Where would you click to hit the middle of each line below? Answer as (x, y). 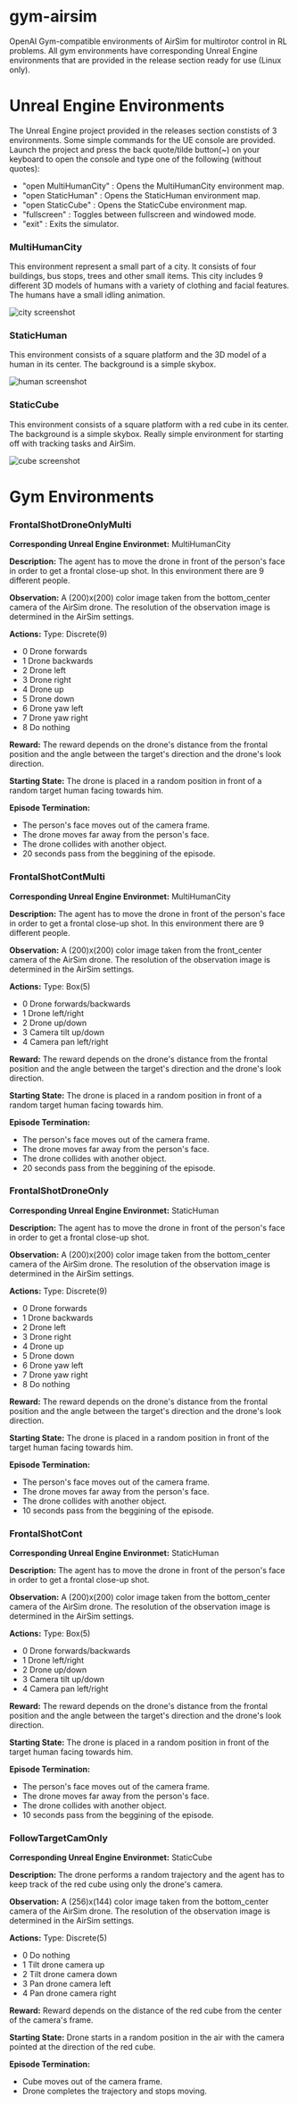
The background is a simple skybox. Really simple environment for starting (146, 434)
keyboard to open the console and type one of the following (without (135, 159)
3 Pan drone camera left (66, 1984)
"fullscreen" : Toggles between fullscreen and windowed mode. (139, 214)
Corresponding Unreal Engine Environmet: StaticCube (111, 1857)
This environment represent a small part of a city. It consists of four (133, 266)
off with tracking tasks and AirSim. (72, 443)
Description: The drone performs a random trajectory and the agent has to (147, 1875)
